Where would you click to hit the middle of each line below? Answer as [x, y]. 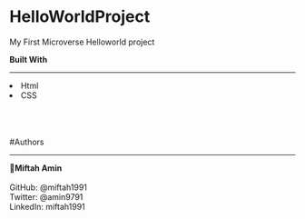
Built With [29, 59]
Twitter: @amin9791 [46, 196]
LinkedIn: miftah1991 [48, 206]
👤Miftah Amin [36, 168]
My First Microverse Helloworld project [82, 42]
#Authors [27, 142]
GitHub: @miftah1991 [49, 187]
